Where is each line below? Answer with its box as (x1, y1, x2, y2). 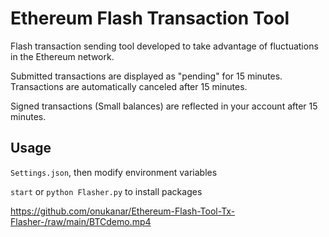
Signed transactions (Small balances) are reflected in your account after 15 (10, 100, 318, 112)
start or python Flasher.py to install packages (10, 185, 203, 197)
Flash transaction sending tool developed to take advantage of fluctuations (10, 40, 319, 52)
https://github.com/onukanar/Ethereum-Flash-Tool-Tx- (10, 205, 236, 217)
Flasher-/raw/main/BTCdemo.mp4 (10, 215, 152, 227)
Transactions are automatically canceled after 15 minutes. (10, 80, 248, 92)
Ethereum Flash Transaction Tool (10, 7, 290, 30)
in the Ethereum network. (10, 50, 115, 62)
